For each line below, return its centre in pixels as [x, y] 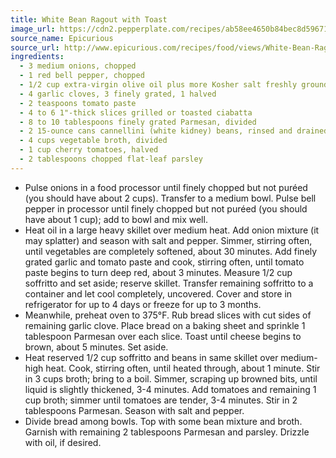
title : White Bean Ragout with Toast [89, 19]
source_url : [35, 47]
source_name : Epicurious [62, 38]
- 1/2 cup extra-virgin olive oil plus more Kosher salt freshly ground [174, 85]
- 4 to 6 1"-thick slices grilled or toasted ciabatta [136, 112]
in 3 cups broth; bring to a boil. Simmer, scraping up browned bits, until [171, 378]
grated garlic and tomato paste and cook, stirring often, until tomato [164, 262]
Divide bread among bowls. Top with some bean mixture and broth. [163, 421]
